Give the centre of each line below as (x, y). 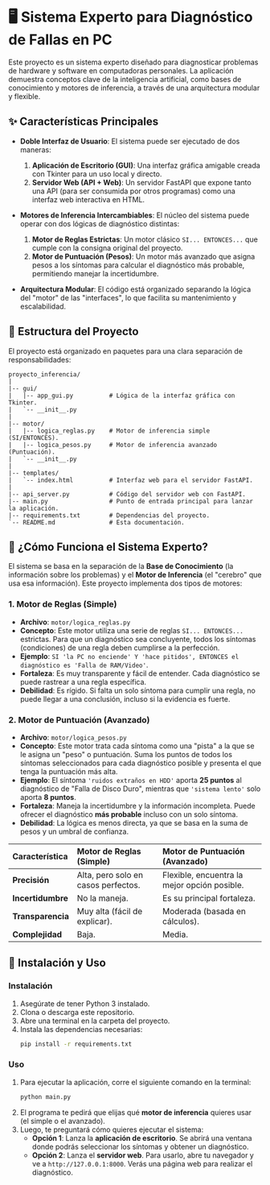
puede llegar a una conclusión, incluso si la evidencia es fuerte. (125, 698)
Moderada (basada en (204, 911)
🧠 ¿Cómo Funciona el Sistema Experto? (108, 547)
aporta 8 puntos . (48, 797)
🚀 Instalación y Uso (57, 963)
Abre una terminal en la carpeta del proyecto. (95, 1021)
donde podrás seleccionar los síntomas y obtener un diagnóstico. (140, 1146)
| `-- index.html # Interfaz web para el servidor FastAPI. (131, 480)
